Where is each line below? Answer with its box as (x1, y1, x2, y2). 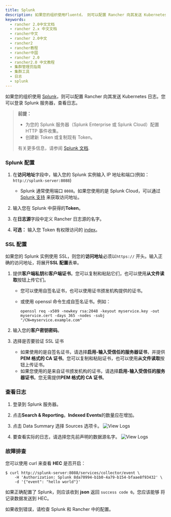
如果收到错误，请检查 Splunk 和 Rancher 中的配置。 (5, 506, 113, 512)
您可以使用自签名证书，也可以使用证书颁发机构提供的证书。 (20, 288, 146, 294)
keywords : (5, 17, 26, 22)
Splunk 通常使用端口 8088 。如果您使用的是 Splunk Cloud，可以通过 (20, 188, 161, 194)
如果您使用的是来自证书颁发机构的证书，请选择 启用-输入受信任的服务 (20, 368, 165, 374)
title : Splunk (5, 7, 36, 13)
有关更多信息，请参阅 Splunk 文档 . (17, 145, 90, 151)
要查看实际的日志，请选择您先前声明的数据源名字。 (12, 433, 120, 439)
